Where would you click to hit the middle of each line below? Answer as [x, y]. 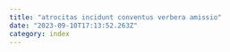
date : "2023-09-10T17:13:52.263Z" [74, 26]
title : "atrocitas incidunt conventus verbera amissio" [115, 17]
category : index [39, 33]
